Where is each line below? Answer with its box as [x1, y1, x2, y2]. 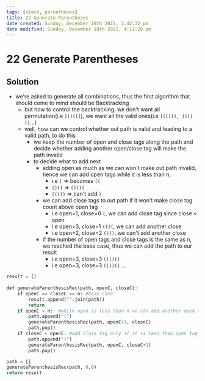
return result [6, 370, 43, 376]
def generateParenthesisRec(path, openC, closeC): [6, 285, 138, 291]
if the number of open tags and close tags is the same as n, [42, 236, 192, 243]
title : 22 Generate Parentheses [6, 15, 88, 21]
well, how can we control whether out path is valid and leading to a [24, 125, 192, 133]
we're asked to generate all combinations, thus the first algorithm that [15, 93, 190, 100]
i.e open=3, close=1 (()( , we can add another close [51, 223, 182, 230]
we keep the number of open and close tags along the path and [33, 138, 193, 146]
